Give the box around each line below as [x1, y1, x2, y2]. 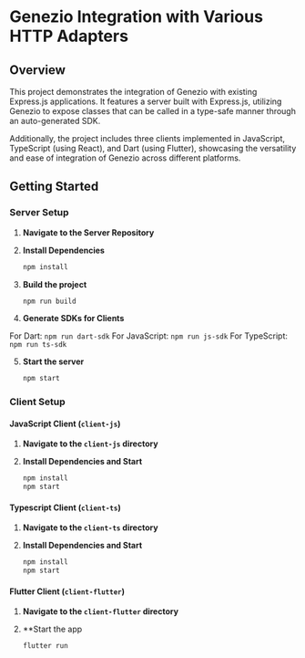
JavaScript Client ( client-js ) [9, 418, 121, 429]
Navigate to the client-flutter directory [22, 606, 179, 617]
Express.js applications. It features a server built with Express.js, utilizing [9, 96, 282, 107]
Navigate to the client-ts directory [22, 522, 158, 533]
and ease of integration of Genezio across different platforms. [9, 152, 241, 163]
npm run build [22, 297, 76, 306]
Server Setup [9, 206, 70, 219]
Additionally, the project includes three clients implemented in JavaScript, [9, 133, 285, 143]
